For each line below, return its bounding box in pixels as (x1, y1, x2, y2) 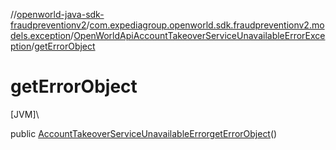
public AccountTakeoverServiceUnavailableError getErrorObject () (10, 127, 278, 139)
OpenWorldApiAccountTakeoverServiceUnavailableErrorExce (73, 30, 326, 41)
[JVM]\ (10, 108, 40, 120)
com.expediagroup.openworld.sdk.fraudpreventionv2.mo (89, 19, 325, 31)
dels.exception (10, 30, 72, 41)
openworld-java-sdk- (16, 9, 105, 20)
